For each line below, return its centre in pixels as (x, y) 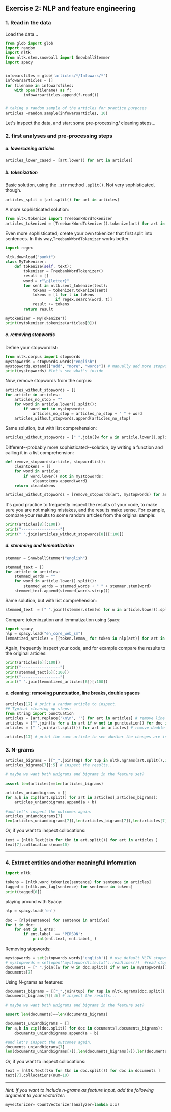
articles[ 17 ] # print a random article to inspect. (61, 704)
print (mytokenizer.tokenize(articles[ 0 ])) (51, 323)
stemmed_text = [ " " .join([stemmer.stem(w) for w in (64, 610)
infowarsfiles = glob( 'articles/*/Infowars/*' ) (57, 76)
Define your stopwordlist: (32, 347)
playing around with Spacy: (34, 901)
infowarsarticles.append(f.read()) (61, 95)
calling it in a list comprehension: (40, 453)
